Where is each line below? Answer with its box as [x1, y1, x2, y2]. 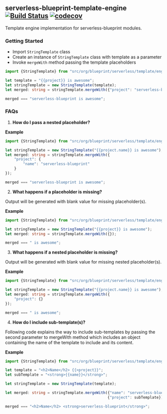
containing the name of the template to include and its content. [5, 339, 134, 345]
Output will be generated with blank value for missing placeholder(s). [5, 198, 147, 204]
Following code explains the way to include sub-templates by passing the [5, 329, 156, 335]
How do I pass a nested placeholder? [12, 119, 90, 125]
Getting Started [5, 37, 43, 44]
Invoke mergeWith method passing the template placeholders [12, 59, 136, 65]
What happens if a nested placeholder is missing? [12, 249, 118, 256]
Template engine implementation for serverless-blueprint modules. [5, 25, 142, 31]
